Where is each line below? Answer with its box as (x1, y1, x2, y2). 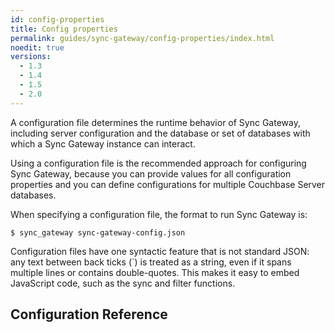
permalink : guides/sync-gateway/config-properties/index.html (10, 33, 275, 43)
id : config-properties (10, 14, 105, 25)
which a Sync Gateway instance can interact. (10, 137, 196, 150)
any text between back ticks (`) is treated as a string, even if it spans (10, 256, 292, 268)
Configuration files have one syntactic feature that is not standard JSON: (10, 245, 310, 257)
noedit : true (10, 42, 65, 53)
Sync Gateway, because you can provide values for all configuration (10, 167, 292, 180)
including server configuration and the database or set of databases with (10, 127, 311, 139)
